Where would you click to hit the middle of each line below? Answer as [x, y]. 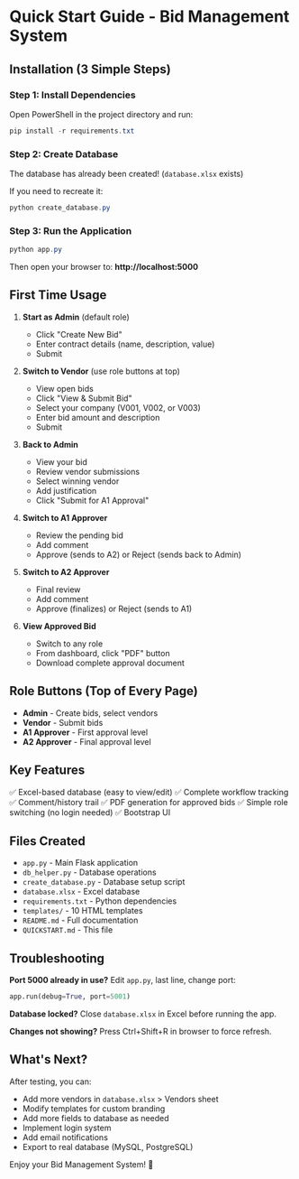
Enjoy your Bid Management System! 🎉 [82, 1164]
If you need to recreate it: [56, 191]
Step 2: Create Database [64, 153]
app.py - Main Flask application [80, 863]
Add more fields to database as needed [95, 1118]
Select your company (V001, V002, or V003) [118, 407]
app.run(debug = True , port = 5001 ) [70, 997]
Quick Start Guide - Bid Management [149, 17]
